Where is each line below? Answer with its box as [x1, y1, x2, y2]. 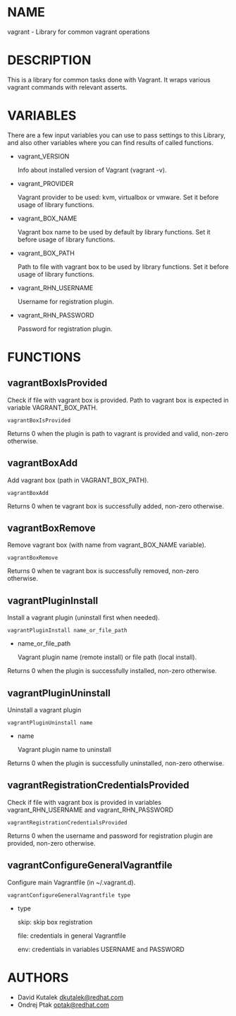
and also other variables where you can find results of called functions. [7, 138, 213, 146]
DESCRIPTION [7, 52, 92, 68]
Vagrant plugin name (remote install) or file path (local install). [17, 653, 197, 662]
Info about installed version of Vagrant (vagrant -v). [17, 165, 167, 174]
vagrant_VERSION [17, 152, 70, 161]
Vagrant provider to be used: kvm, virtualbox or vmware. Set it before [17, 193, 219, 201]
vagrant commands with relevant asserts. [7, 82, 128, 92]
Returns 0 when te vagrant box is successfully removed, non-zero [7, 567, 199, 575]
